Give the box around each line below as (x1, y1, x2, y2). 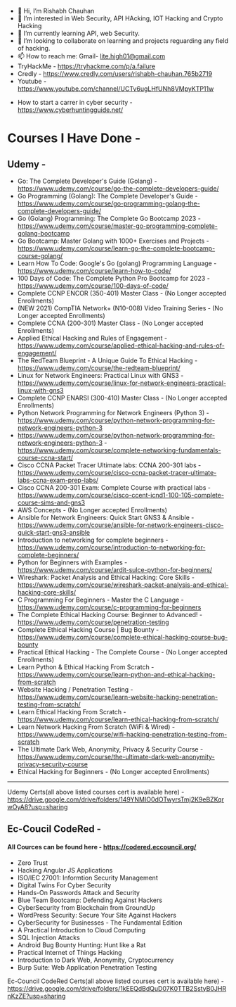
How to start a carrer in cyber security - (17, 99, 133, 106)
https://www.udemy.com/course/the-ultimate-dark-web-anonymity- (17, 753, 216, 761)
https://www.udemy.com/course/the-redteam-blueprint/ (17, 364, 181, 372)
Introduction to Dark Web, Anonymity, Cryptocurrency (17, 956, 174, 964)
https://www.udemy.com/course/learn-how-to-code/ (17, 267, 171, 274)
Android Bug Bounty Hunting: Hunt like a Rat (17, 940, 146, 949)
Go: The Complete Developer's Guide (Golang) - (17, 177, 157, 185)
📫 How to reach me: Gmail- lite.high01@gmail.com (17, 52, 166, 60)
